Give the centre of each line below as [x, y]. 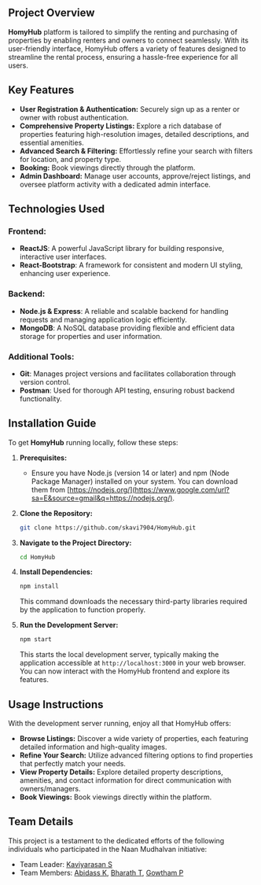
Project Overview [51, 13]
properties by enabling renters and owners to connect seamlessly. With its [129, 40]
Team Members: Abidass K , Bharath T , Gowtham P [101, 872]
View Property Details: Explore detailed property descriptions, [121, 772]
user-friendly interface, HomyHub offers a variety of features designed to [127, 48]
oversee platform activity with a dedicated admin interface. [115, 184]
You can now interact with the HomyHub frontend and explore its [125, 671]
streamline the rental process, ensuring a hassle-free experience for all [123, 57]
